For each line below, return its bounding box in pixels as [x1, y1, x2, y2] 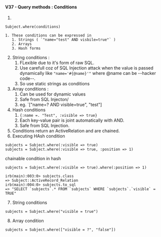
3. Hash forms [11, 46, 41, 51]
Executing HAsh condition [12, 133, 65, 139]
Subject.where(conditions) [5, 25, 61, 30]
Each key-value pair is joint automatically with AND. [19, 117, 124, 123]
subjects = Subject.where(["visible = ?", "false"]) [5, 227, 116, 233]
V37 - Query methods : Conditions [5, 4, 78, 10]
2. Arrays [11, 42, 32, 47]
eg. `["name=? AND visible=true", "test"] [19, 102, 102, 108]
